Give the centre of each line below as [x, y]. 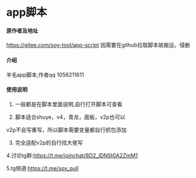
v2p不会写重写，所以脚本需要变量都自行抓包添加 [66, 130]
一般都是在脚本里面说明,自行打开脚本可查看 [68, 104]
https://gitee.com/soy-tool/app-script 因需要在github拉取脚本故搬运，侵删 [98, 45]
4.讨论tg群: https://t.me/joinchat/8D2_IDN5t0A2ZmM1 [72, 155]
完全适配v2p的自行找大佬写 [49, 142]
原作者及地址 [22, 30]
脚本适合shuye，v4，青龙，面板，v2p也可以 [70, 117]
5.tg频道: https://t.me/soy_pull [43, 168]
